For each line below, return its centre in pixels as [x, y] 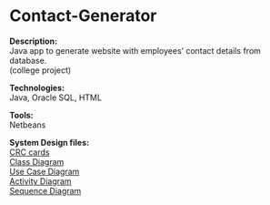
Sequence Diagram [45, 190]
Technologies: [37, 87]
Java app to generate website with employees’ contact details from [135, 50]
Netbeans [28, 125]
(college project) [40, 70]
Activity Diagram [40, 181]
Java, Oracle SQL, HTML [56, 97]
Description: [33, 41]
